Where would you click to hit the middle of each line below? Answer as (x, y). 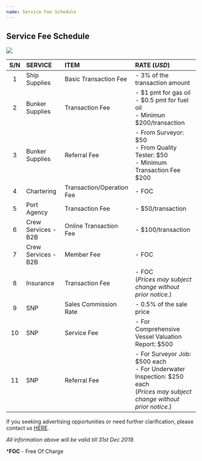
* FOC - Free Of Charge (35, 451)
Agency (37, 213)
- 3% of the (152, 75)
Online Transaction (91, 226)
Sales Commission (91, 304)
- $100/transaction (163, 230)
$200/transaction (160, 123)
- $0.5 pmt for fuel (162, 100)
